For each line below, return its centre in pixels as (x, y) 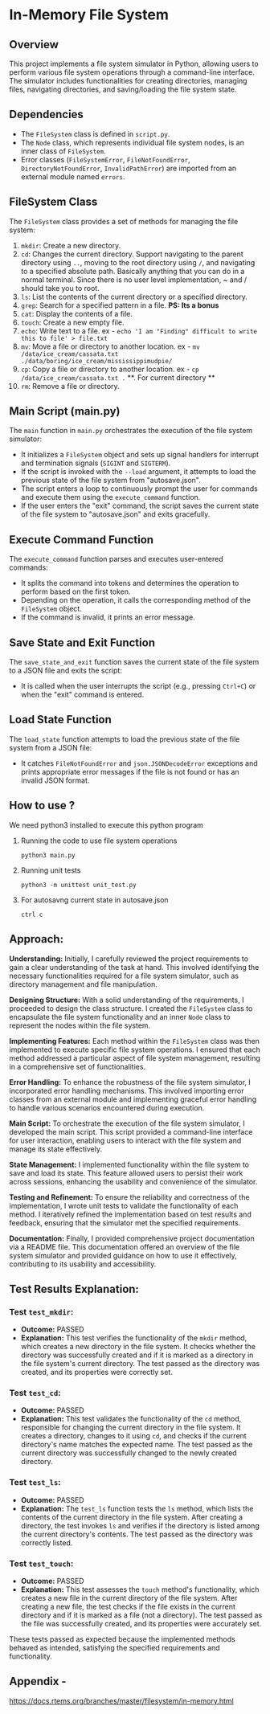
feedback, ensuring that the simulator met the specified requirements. (125, 1222)
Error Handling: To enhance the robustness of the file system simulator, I (130, 1082)
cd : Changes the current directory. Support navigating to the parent (132, 254)
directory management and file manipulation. (83, 984)
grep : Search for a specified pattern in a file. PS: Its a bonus (120, 305)
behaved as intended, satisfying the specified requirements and (115, 1648)
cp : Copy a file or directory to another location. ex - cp (110, 369)
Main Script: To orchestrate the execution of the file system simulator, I (127, 1123)
